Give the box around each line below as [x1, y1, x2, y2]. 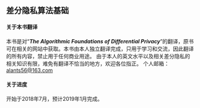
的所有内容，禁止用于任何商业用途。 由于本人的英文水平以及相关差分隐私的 [6, 52, 190, 59]
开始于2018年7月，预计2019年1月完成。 [6, 95, 103, 102]
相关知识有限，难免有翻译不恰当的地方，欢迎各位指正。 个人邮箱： [6, 60, 170, 67]
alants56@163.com [6, 66, 54, 74]
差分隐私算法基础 [6, 5, 69, 16]
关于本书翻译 [6, 23, 37, 30]
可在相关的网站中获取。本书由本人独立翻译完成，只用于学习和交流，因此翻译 [6, 45, 194, 52]
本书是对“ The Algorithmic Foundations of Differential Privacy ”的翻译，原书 [6, 37, 194, 45]
